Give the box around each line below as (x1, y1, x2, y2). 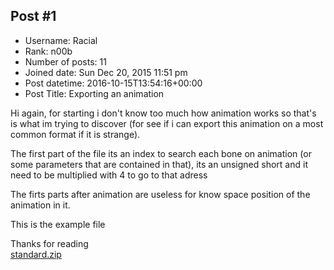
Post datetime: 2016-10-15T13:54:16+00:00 (24, 77, 203, 89)
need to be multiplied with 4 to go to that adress (10, 169, 208, 181)
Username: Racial (24, 34, 98, 46)
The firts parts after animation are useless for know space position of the (10, 188, 311, 200)
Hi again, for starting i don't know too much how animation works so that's (10, 107, 317, 119)
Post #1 (10, 8, 57, 25)
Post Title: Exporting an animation (24, 87, 165, 99)
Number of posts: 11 (24, 55, 107, 68)
